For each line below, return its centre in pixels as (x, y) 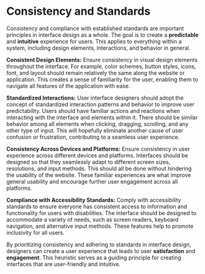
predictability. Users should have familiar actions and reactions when (93, 111)
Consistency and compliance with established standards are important (95, 28)
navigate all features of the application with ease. (68, 86)
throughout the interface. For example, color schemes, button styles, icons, (101, 66)
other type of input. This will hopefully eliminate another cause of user (95, 130)
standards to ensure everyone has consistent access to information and (97, 206)
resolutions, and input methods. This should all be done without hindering (99, 168)
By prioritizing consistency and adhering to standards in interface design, (99, 245)
